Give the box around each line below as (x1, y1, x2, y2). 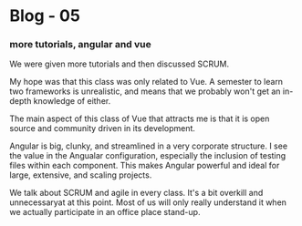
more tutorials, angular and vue (9, 38, 152, 51)
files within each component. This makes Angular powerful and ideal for (9, 160, 280, 171)
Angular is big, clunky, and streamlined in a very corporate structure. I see (9, 140, 288, 151)
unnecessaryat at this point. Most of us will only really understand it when (9, 197, 287, 208)
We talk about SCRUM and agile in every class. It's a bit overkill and (9, 188, 264, 199)
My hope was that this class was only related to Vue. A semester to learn (9, 77, 284, 87)
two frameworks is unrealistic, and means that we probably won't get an (9, 86, 281, 97)
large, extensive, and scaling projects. (9, 169, 152, 180)
